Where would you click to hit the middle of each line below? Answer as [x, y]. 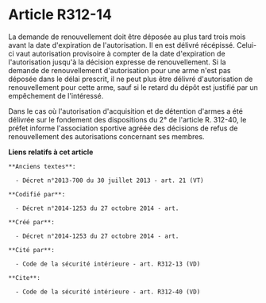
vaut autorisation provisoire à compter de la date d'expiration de [120, 53]
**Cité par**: [32, 250]
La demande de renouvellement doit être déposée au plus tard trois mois [127, 37]
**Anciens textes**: [42, 166]
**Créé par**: [32, 222]
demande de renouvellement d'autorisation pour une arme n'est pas [120, 70]
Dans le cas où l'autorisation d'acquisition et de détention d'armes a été [126, 111]
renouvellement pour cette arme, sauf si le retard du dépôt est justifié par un [133, 87]
